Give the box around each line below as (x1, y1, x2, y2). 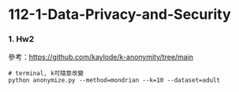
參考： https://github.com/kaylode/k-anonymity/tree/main (8, 53, 194, 62)
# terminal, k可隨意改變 (8, 69, 84, 78)
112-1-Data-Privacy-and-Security (8, 6, 231, 24)
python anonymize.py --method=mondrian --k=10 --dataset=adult (8, 76, 221, 84)
